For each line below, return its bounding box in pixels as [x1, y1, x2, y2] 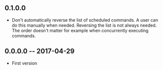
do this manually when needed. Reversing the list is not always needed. [11, 22, 157, 28]
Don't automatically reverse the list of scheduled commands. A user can [11, 17, 159, 23]
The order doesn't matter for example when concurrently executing [11, 27, 149, 34]
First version [11, 60, 37, 66]
